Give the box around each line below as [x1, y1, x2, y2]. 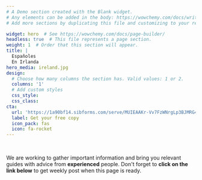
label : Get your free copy [11, 115, 79, 121]
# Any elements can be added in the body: [6, 14, 114, 20]
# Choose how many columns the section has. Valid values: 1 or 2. [11, 76, 185, 82]
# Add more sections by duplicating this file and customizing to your [6, 20, 189, 26]
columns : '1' [11, 81, 44, 87]
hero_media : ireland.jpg [6, 64, 69, 70]
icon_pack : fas [11, 120, 50, 126]
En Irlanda [11, 58, 39, 65]
